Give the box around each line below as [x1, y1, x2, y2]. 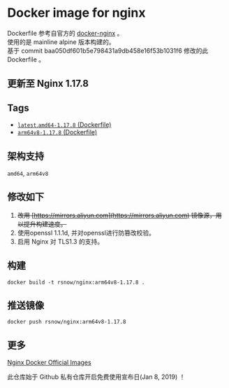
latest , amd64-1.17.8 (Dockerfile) [17, 120, 112, 129]
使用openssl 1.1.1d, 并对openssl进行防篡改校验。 [17, 228, 156, 237]
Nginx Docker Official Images [7, 359, 92, 367]
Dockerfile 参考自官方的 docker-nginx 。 [7, 29, 124, 37]
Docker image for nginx [7, 5, 146, 21]
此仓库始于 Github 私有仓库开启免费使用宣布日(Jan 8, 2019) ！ [7, 373, 186, 381]
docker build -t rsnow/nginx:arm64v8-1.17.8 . [7, 279, 145, 286]
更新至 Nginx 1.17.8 [7, 78, 89, 90]
